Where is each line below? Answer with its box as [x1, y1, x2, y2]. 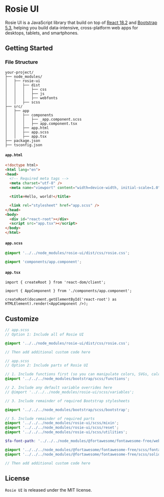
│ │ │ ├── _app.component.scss [5, 117, 82, 122]
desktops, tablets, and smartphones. [5, 30, 79, 36]
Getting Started [5, 44, 53, 52]
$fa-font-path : [5, 438, 36, 444]
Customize [5, 314, 39, 323]
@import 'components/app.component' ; [5, 260, 82, 265]
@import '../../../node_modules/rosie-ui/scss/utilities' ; [5, 430, 128, 435]
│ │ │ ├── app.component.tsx [5, 121, 78, 126]
